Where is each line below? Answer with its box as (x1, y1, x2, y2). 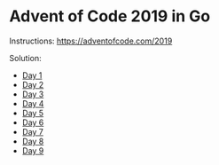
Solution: (9, 52, 42, 63)
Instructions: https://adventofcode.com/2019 (9, 35, 173, 46)
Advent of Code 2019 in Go (9, 6, 211, 27)
